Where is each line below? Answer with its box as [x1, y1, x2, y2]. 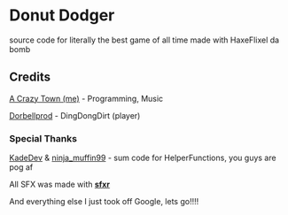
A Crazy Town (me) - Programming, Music [9, 93, 164, 104]
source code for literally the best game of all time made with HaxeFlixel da [9, 35, 280, 45]
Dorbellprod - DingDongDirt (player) [9, 110, 141, 120]
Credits [9, 70, 51, 85]
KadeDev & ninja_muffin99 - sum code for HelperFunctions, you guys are [9, 152, 276, 164]
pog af [9, 162, 34, 173]
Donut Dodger [9, 5, 115, 26]
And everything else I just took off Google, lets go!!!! [9, 196, 199, 207]
